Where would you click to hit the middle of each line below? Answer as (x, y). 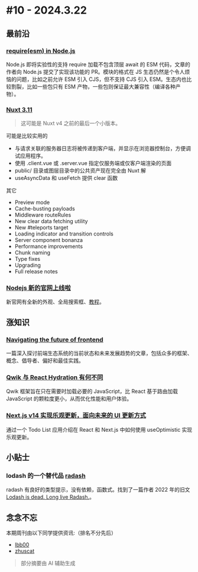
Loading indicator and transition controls (64, 234)
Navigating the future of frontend (55, 340)
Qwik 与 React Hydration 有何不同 (55, 377)
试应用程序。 (30, 156)
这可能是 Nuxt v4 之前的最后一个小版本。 (71, 123)
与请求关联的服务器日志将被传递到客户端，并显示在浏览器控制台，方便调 (103, 148)
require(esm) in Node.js (41, 51)
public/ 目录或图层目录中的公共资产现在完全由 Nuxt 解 (80, 171)
